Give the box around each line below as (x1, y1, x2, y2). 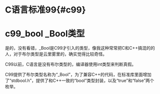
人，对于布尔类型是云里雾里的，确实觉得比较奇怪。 (5, 51, 107, 57)
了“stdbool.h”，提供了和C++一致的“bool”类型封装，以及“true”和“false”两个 (5, 78, 154, 83)
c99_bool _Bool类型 (5, 28, 85, 39)
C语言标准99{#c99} (5, 4, 86, 15)
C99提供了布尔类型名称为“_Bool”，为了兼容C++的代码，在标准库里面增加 (5, 72, 152, 78)
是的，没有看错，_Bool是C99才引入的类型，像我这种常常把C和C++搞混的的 (5, 45, 155, 51)
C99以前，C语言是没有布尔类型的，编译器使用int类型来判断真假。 (5, 61, 137, 67)
